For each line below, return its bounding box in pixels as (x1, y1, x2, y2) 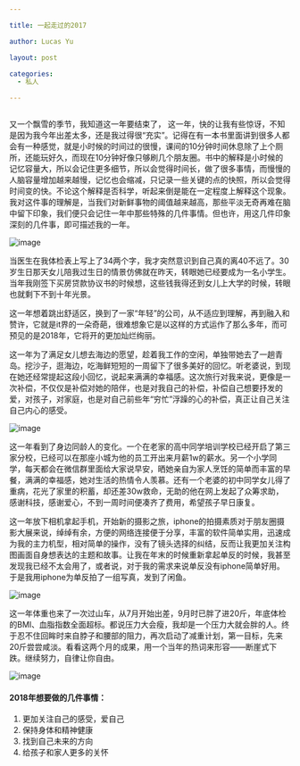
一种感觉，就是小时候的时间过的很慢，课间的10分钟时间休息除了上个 (24, 141, 276, 152)
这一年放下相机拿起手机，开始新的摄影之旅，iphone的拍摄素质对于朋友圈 (9, 516, 278, 527)
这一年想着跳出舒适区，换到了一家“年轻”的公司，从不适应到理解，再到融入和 (9, 308, 290, 319)
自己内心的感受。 (9, 405, 72, 416)
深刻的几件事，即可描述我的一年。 (9, 220, 135, 230)
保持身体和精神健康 (21, 725, 94, 736)
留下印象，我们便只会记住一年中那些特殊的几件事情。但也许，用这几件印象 (16, 208, 291, 219)
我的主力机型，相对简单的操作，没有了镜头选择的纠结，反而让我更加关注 (16, 538, 283, 549)
